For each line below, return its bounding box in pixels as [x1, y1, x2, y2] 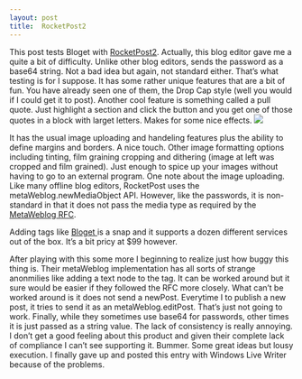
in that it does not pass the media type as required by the [44, 199, 257, 210]
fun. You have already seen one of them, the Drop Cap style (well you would [9, 85, 293, 96]
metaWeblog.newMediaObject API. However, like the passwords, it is [9, 189, 264, 200]
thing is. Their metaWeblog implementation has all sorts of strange [9, 263, 256, 273]
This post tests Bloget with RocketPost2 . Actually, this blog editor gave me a [9, 46, 292, 57]
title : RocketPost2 [9, 22, 87, 31]
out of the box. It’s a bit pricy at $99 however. [9, 236, 178, 246]
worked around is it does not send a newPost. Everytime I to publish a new [9, 291, 287, 302]
